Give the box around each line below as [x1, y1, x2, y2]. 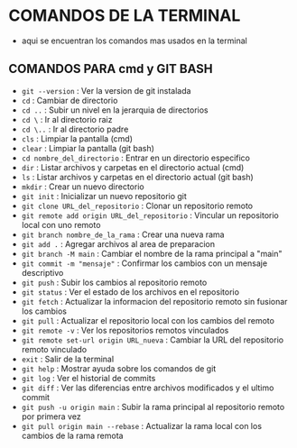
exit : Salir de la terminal [21, 353, 115, 364]
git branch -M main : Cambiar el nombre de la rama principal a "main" [21, 248, 283, 259]
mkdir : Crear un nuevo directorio [21, 181, 145, 192]
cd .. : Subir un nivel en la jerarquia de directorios [21, 105, 209, 115]
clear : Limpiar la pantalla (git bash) [21, 142, 155, 153]
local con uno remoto [21, 219, 101, 230]
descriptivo [21, 267, 64, 278]
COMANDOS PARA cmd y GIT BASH [8, 61, 213, 77]
